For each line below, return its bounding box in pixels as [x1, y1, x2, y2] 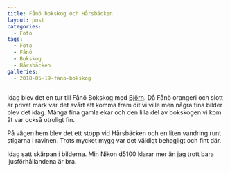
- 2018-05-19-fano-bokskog [13, 74, 91, 82]
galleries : [7, 68, 39, 75]
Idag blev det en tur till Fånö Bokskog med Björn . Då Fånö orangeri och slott [7, 94, 224, 102]
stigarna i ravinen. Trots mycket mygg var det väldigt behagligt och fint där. [7, 137, 222, 145]
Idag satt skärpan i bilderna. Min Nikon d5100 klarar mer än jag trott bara [7, 150, 215, 158]
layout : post [7, 17, 45, 24]
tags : [7, 36, 23, 43]
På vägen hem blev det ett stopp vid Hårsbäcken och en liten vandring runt [7, 129, 222, 137]
